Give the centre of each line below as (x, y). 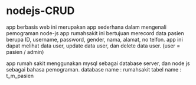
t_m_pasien (20, 76)
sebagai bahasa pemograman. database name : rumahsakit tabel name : (94, 69)
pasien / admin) (25, 52)
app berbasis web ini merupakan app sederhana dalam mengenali (86, 27)
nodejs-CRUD (40, 11)
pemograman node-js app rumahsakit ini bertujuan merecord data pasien (95, 33)
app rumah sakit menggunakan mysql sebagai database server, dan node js (98, 63)
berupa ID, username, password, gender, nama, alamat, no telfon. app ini (94, 39)
